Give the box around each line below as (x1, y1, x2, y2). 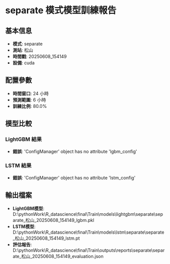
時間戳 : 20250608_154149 (12, 54, 67, 59)
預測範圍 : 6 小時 (12, 97, 47, 103)
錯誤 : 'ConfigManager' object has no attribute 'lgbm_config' (12, 148, 138, 155)
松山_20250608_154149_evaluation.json (21, 253, 104, 259)
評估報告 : (12, 241, 32, 247)
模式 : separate (12, 41, 43, 47)
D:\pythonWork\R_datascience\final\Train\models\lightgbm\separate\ (12, 211, 156, 217)
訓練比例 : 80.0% (12, 103, 47, 109)
